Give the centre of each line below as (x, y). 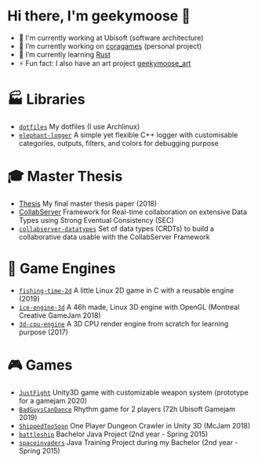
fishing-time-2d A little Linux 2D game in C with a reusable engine (126, 290)
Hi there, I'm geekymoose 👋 (99, 16)
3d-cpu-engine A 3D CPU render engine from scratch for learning (124, 323)
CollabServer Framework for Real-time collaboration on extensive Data (133, 212)
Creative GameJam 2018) (60, 315)
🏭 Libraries (46, 99)
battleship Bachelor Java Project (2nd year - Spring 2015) (113, 434)
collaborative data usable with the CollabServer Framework (114, 237)
